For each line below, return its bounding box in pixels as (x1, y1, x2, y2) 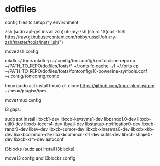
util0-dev (5, 121, 23, 127)
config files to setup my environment (5, 19, 79, 25)
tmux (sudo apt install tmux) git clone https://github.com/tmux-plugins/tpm (5, 82, 155, 88)
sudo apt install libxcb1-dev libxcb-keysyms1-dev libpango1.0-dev (5, 116, 137, 121)
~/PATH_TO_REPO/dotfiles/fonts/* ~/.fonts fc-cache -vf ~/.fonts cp (5, 63, 139, 69)
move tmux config (5, 97, 41, 103)
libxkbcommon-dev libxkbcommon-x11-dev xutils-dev (14, 131, 121, 137)
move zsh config (5, 48, 39, 54)
